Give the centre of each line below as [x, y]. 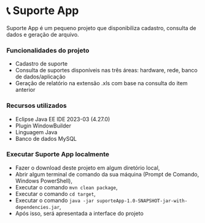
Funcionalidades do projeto [48, 50]
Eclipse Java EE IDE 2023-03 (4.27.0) [63, 119]
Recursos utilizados [37, 106]
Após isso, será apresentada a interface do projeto [79, 213]
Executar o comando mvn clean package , [66, 187]
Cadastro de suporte [41, 64]
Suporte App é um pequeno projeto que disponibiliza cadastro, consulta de [101, 28]
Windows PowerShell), [44, 181]
